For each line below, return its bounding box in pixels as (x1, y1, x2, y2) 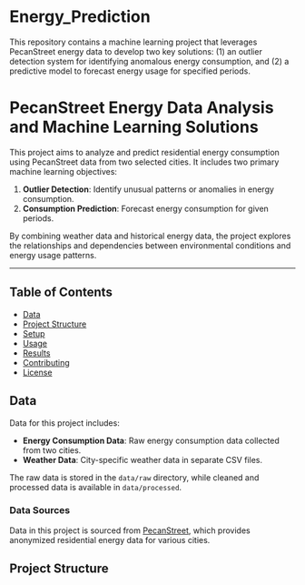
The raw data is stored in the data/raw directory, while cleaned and (9, 471, 260, 483)
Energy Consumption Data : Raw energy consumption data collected (22, 435, 280, 446)
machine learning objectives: (9, 166, 118, 177)
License (22, 367, 53, 378)
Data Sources (9, 504, 71, 517)
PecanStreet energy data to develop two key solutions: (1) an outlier (9, 45, 263, 56)
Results (22, 348, 51, 358)
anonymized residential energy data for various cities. (9, 534, 211, 545)
